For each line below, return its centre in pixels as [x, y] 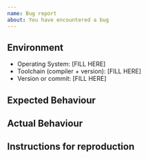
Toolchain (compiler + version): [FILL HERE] [79, 71]
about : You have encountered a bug [58, 20]
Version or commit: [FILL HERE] [62, 79]
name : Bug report [32, 13]
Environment [35, 48]
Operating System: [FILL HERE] [61, 64]
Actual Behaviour [45, 124]
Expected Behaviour [52, 100]
